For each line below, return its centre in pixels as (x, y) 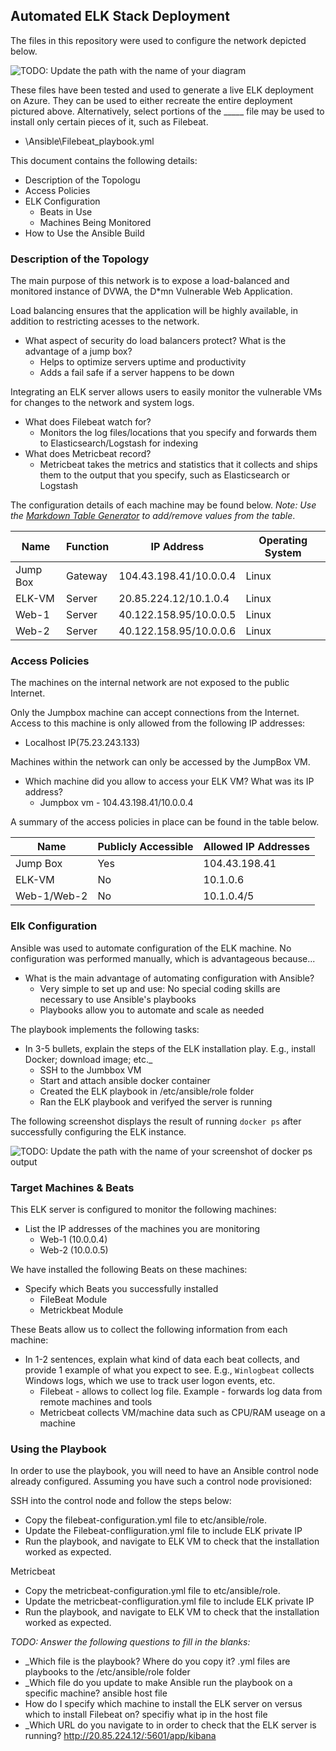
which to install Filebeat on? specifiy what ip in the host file (146, 1715)
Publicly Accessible (145, 847)
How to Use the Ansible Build (84, 233)
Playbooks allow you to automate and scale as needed (152, 1010)
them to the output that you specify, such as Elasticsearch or (165, 475)
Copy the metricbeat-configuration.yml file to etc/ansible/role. (152, 1591)
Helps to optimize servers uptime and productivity (143, 362)
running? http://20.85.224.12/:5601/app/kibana (120, 1736)
